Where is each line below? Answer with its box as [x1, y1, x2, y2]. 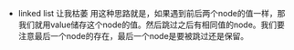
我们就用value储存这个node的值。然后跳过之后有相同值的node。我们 [17, 19, 278, 30]
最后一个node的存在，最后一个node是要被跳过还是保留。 [34, 31, 249, 41]
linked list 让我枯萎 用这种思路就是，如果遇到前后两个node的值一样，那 [17, 8, 286, 18]
